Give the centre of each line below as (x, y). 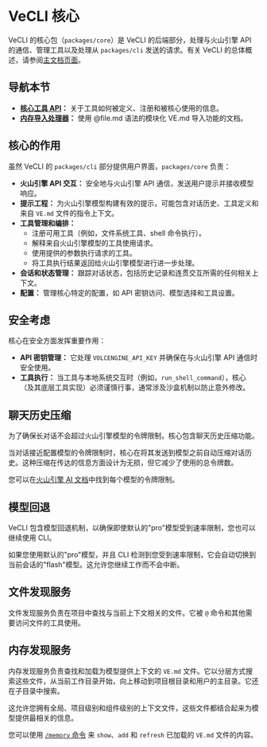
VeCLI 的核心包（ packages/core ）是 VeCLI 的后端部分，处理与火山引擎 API (130, 40)
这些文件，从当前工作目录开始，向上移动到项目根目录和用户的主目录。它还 (137, 681)
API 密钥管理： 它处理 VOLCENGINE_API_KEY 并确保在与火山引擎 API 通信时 (139, 358)
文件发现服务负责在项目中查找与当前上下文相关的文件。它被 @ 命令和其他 (127, 612)
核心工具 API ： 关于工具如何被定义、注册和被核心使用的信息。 (122, 108)
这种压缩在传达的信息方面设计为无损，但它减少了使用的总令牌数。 (130, 463)
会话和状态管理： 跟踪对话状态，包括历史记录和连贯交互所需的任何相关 (135, 272)
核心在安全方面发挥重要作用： (57, 341)
